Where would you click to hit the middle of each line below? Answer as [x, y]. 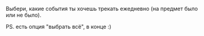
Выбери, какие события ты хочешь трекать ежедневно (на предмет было [102, 9]
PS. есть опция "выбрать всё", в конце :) [58, 27]
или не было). [24, 15]
